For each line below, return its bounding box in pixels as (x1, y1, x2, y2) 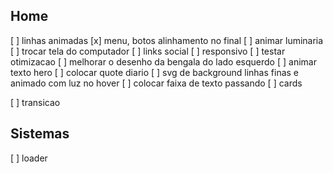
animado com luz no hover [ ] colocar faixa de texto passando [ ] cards (10, 77, 303, 89)
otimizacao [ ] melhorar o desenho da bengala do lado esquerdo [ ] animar (10, 55, 317, 68)
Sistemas (10, 125, 70, 143)
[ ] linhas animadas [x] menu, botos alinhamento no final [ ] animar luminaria (10, 34, 324, 46)
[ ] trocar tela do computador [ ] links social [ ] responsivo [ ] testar (10, 45, 286, 57)
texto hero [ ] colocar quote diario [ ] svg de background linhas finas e (10, 66, 300, 78)
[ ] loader (10, 152, 48, 164)
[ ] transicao (10, 96, 61, 108)
